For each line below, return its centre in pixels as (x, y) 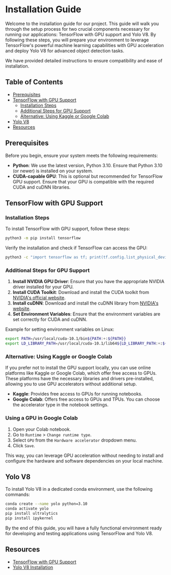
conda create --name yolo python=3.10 (46, 504)
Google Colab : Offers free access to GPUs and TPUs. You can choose (86, 399)
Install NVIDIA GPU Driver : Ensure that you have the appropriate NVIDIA (88, 282)
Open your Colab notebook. (42, 429)
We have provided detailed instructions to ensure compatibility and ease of (84, 60)
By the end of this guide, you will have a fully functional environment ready (83, 528)
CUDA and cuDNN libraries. (41, 187)
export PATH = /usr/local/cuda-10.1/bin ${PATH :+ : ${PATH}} (66, 339)
